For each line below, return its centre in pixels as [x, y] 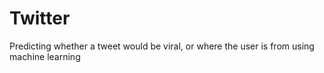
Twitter [40, 18]
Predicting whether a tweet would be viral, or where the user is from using [162, 46]
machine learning [45, 56]
